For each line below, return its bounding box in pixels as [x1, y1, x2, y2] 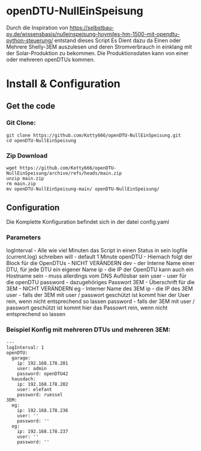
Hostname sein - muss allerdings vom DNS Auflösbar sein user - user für [6, 272, 187, 279]
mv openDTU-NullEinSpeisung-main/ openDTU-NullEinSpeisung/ [6, 186, 160, 193]
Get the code [6, 101, 56, 111]
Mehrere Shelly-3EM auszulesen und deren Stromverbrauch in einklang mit [6, 43, 192, 50]
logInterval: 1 [6, 344, 44, 350]
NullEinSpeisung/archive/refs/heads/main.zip [6, 170, 122, 176]
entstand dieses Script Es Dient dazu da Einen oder [54, 37, 181, 44]
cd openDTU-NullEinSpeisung [6, 137, 77, 143]
